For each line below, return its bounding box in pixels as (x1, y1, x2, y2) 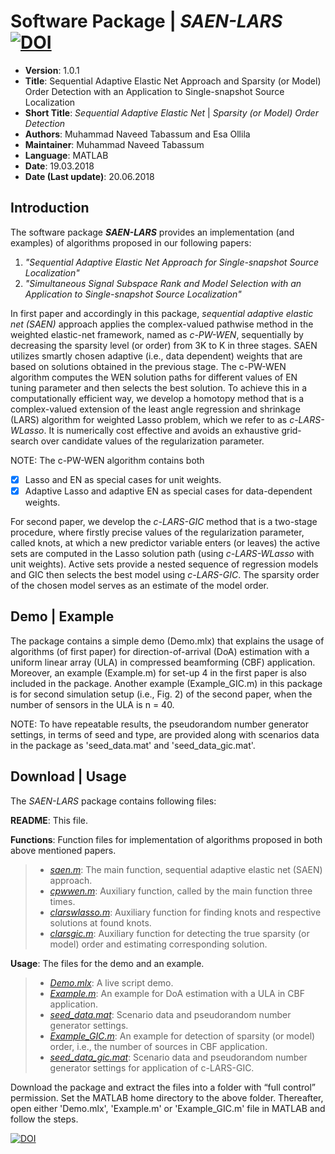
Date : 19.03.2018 (24, 160, 95, 172)
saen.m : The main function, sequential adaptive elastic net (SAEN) (49, 863, 323, 875)
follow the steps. (10, 1113, 79, 1125)
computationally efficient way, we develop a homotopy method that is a (10, 392, 305, 404)
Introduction (10, 200, 90, 217)
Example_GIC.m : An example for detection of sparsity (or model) (49, 1030, 316, 1042)
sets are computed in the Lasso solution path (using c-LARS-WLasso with (10, 547, 315, 559)
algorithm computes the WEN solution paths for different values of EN (10, 371, 298, 383)
